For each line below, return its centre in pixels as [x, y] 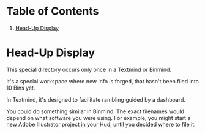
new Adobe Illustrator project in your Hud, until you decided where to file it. [101, 124]
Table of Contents [53, 11]
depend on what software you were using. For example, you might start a [99, 118]
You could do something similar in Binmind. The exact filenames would [95, 111]
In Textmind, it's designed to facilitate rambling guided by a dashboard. [96, 99]
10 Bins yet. [21, 88]
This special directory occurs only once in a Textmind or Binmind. [89, 69]
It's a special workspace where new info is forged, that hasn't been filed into [102, 81]
